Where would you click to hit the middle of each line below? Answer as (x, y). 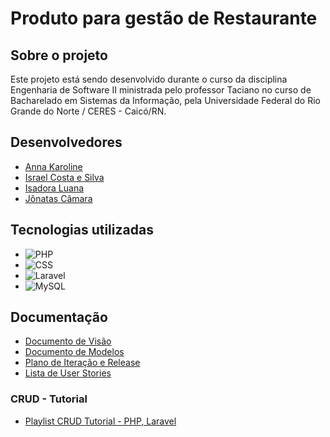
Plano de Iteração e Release (82, 363)
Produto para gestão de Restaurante (164, 18)
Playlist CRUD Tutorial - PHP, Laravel (100, 421)
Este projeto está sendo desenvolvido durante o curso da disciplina (149, 79)
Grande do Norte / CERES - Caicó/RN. (88, 111)
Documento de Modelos (74, 352)
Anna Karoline (53, 166)
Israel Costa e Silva (64, 177)
